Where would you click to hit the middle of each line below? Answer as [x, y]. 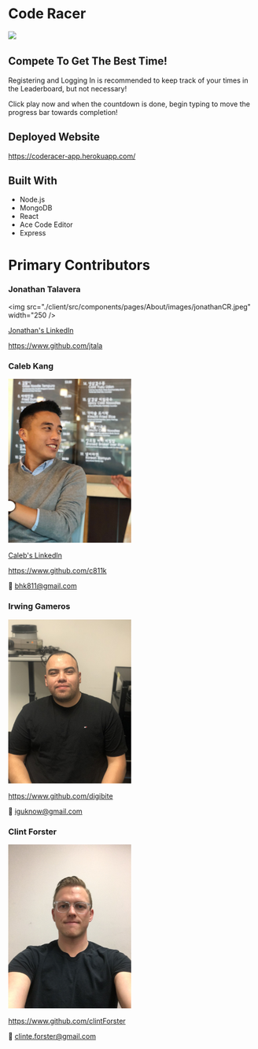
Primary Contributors [79, 265]
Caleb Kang [31, 365]
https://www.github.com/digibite [61, 796]
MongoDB [36, 208]
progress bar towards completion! [63, 112]
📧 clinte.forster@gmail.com [52, 1036]
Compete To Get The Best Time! [88, 61]
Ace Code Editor [46, 224]
